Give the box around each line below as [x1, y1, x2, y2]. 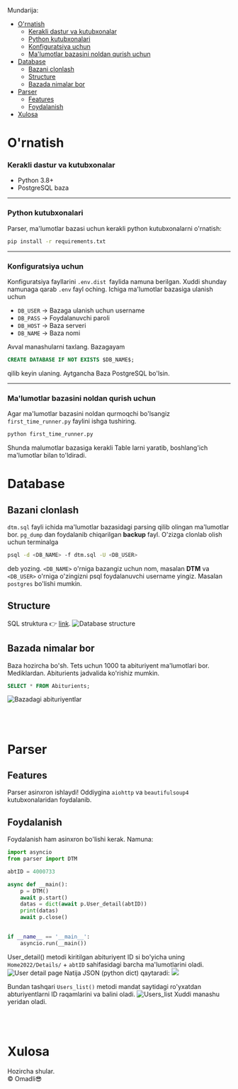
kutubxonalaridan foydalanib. [7, 796, 92, 804]
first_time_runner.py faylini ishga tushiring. [7, 417, 137, 426]
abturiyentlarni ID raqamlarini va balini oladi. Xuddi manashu [7, 990, 220, 998]
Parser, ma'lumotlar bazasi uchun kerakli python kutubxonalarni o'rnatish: [7, 224, 222, 232]
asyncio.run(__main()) [20, 940, 87, 947]
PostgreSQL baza [17, 184, 69, 192]
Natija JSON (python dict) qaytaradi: [64, 969, 170, 977]
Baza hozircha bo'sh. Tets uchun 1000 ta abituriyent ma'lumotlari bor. [7, 661, 210, 670]
